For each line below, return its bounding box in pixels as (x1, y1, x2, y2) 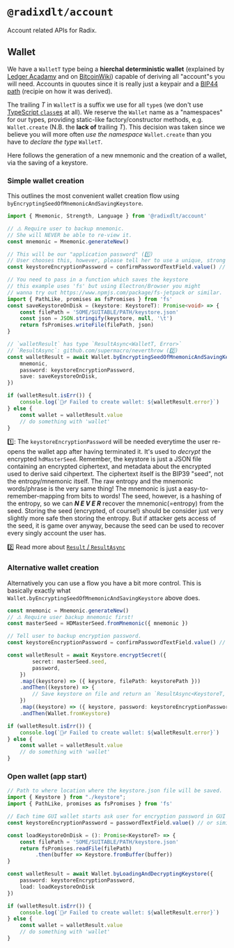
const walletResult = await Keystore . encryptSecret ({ (7, 652, 167, 659)
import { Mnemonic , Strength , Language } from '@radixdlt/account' (7, 213, 208, 220)
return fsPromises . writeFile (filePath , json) (19, 321, 155, 329)
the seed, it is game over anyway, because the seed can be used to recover (7, 521, 224, 530)
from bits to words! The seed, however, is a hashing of (65, 492, 222, 500)
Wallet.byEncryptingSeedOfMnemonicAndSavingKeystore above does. (7, 593, 201, 602)
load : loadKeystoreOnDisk (19, 883, 95, 890)
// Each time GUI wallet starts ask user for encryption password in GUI (7, 813, 226, 820)
